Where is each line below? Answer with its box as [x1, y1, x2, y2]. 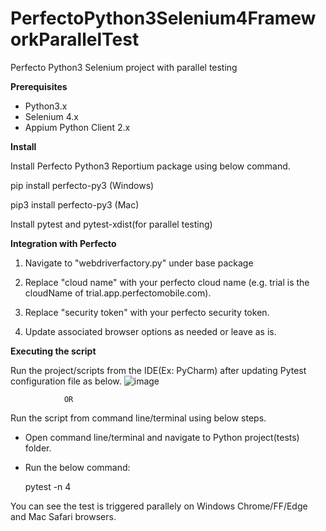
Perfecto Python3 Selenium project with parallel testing [10, 61, 238, 73]
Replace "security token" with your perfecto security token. [24, 306, 270, 318]
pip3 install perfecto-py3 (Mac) [10, 198, 140, 211]
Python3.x [24, 100, 68, 112]
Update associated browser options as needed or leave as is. [24, 325, 277, 337]
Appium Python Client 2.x [24, 121, 131, 133]
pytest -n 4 [24, 480, 72, 492]
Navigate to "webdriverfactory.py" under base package [24, 257, 254, 269]
